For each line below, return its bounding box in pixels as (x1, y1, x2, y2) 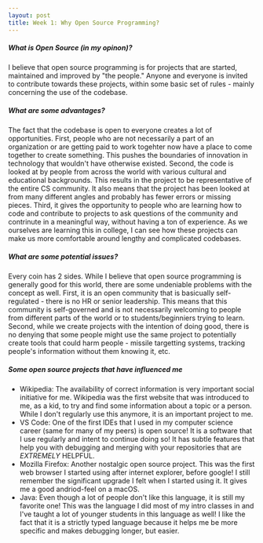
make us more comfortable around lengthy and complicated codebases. (8, 234, 242, 243)
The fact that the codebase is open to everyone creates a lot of (8, 126, 213, 135)
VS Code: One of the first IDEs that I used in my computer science (19, 417, 234, 428)
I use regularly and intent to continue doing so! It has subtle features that (19, 435, 255, 444)
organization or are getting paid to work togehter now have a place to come (8, 142, 253, 151)
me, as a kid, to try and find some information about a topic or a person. (19, 401, 253, 410)
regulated (8, 297, 39, 306)
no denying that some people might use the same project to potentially (8, 330, 237, 340)
